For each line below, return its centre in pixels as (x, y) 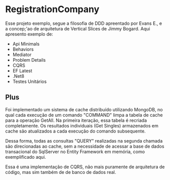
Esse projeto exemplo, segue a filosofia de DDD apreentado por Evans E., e (84, 23)
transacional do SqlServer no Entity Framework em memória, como (75, 151)
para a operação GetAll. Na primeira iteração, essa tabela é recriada (76, 120)
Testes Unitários (30, 81)
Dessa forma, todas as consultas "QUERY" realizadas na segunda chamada (84, 141)
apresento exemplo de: (29, 34)
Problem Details (29, 60)
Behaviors (23, 49)
